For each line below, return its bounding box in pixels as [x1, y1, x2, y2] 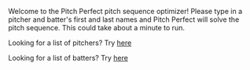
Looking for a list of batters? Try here [8, 54, 128, 62]
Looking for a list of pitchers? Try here [8, 38, 132, 47]
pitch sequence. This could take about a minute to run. [8, 23, 185, 32]
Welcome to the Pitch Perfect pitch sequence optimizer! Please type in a [8, 7, 242, 16]
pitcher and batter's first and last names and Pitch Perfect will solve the [8, 15, 240, 24]
